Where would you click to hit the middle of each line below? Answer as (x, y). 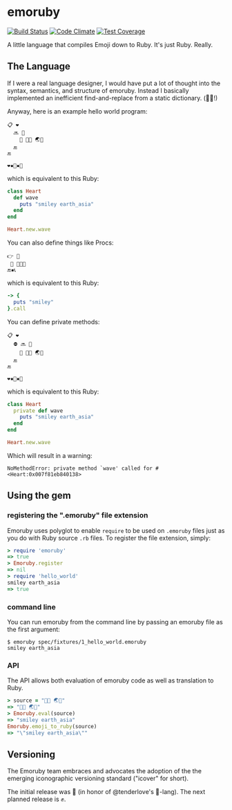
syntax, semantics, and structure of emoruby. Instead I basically (98, 90)
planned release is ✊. (37, 799)
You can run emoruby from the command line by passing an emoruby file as (115, 622)
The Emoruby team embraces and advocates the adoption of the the (105, 771)
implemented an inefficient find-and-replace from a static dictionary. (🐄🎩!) (113, 98)
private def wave (38, 411)
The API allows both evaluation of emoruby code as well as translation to (110, 680)
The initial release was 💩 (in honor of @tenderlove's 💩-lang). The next (106, 792)
